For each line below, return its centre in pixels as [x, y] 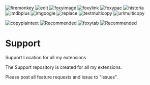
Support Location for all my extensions [46, 57]
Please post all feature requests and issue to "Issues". [62, 77]
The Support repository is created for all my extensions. [64, 67]
